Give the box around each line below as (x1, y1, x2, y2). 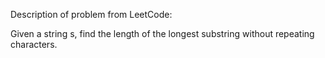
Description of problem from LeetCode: (10, 9, 173, 20)
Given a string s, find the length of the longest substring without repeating (10, 28, 315, 39)
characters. (10, 39, 58, 50)
